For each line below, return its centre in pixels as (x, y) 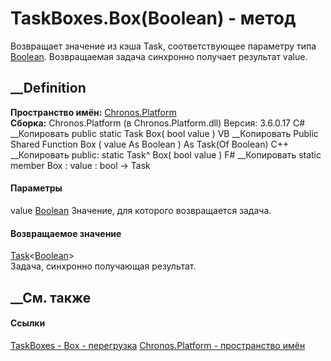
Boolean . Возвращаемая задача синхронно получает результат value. (159, 56)
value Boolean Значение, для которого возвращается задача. (141, 210)
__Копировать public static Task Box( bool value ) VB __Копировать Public (164, 133)
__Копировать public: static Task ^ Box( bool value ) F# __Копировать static (166, 154)
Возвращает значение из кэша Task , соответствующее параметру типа (163, 46)
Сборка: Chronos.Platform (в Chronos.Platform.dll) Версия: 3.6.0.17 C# (158, 123)
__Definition (48, 88)
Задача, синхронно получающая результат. (103, 266)
